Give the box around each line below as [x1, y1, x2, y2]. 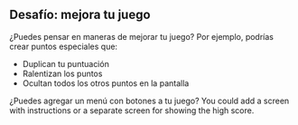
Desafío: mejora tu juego [9, 7, 151, 23]
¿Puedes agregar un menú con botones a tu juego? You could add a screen [9, 95, 290, 106]
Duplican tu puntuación [22, 58, 110, 69]
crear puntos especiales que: [9, 41, 118, 52]
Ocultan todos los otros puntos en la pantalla [22, 77, 190, 89]
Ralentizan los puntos [22, 68, 103, 79]
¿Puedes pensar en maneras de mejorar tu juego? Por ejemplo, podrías [9, 31, 274, 42]
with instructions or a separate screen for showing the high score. [9, 104, 255, 116]
